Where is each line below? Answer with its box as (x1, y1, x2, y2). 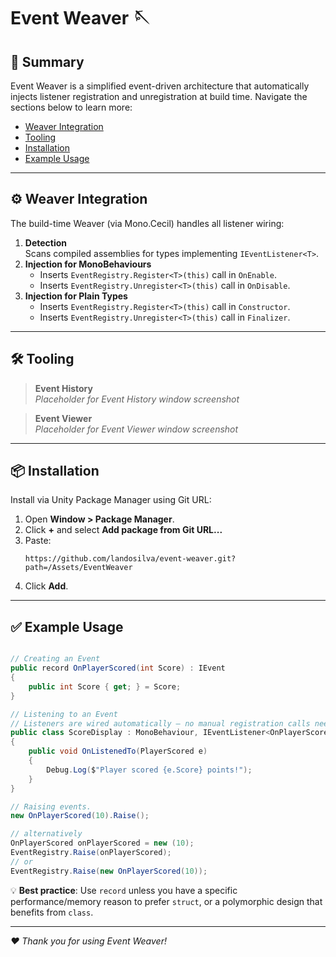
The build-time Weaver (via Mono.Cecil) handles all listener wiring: (10, 217, 285, 229)
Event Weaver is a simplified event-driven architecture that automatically (10, 80, 310, 92)
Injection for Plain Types (24, 290, 128, 302)
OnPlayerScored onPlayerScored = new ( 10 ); (10, 838, 195, 849)
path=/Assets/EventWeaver (24, 563, 133, 573)
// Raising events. (10, 801, 92, 812)
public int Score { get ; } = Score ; (28, 681, 182, 692)
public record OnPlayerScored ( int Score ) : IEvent (10, 663, 226, 674)
